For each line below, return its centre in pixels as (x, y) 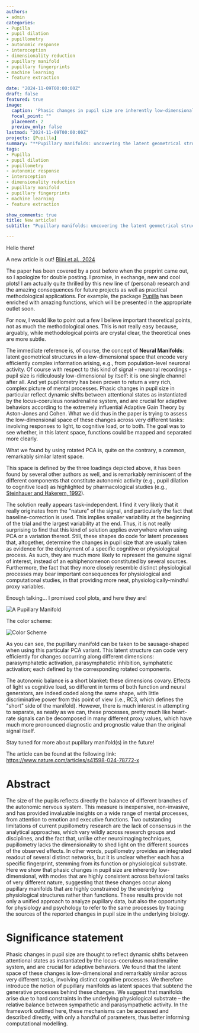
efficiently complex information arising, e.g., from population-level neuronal (98, 363)
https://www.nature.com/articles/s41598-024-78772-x (73, 760)
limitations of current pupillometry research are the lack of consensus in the (99, 826)
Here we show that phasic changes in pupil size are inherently (82, 869)
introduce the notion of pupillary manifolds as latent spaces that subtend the (99, 986)
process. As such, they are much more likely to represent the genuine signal (99, 555)
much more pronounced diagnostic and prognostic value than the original (96, 725)
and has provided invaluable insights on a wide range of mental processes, (97, 813)
